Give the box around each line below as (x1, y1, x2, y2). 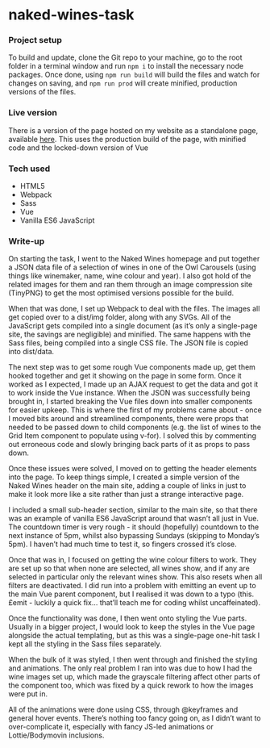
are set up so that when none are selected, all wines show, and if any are (8, 563, 250, 574)
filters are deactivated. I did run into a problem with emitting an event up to (8, 581, 256, 591)
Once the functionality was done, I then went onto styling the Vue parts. (8, 613, 247, 623)
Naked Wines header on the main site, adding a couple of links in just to (8, 481, 247, 491)
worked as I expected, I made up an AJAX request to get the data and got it (8, 379, 259, 389)
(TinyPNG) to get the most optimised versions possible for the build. (8, 288, 235, 298)
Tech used (8, 163, 51, 174)
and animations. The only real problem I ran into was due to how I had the (8, 663, 252, 673)
